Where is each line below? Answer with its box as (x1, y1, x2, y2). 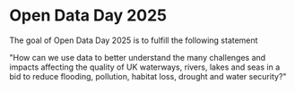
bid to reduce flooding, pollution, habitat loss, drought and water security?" (9, 70, 287, 81)
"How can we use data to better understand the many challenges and (9, 52, 266, 62)
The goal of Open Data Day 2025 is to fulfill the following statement (9, 35, 258, 45)
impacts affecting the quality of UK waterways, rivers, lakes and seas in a (9, 62, 281, 72)
